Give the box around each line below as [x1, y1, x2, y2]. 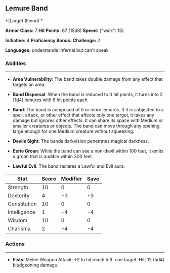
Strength [8, 184, 29, 191]
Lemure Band [5, 4, 48, 13]
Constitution [8, 200, 37, 207]
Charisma [8, 225, 31, 232]
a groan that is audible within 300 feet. [12, 154, 94, 160]
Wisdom [8, 217, 28, 224]
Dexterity [8, 192, 30, 199]
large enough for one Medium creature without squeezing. [12, 128, 135, 134]
